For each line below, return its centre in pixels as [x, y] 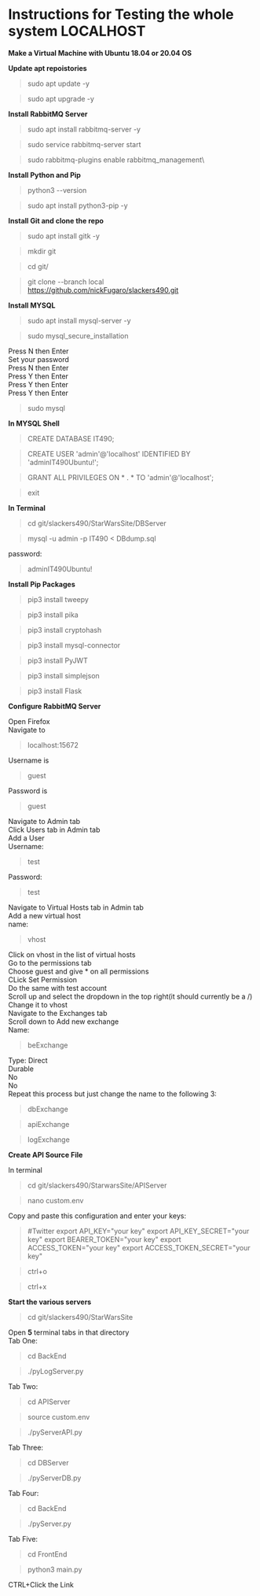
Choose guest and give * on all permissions [79, 971]
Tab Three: [26, 1447]
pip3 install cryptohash [64, 630]
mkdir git [42, 251]
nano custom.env [55, 1200]
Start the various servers [50, 1302]
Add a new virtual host [44, 915]
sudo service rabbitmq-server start [84, 144]
